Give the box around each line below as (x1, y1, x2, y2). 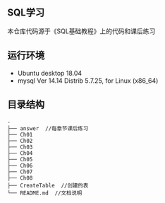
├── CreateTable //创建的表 (7, 182, 89, 190)
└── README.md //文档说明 (7, 190, 82, 197)
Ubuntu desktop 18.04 (17, 69, 82, 77)
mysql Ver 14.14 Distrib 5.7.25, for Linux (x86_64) (17, 76, 159, 85)
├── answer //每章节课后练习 (7, 125, 89, 132)
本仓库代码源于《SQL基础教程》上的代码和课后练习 (7, 27, 156, 35)
